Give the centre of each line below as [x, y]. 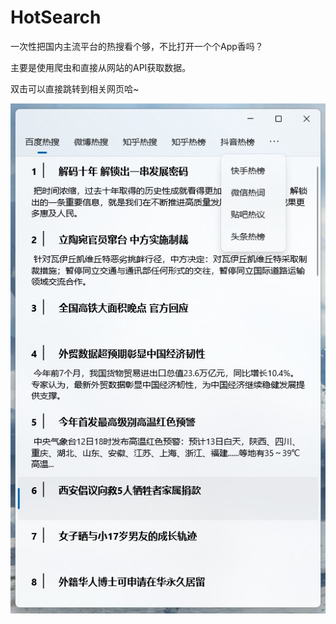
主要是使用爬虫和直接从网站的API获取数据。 [101, 67]
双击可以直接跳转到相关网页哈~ [75, 88]
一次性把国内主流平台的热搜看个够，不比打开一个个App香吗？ [137, 46]
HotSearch [56, 17]
